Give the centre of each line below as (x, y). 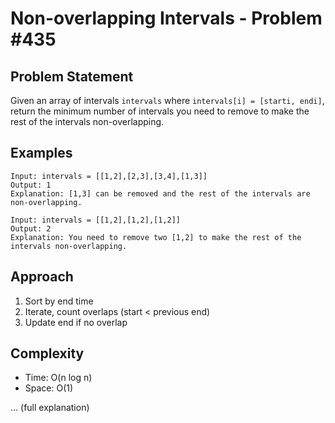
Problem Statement (72, 76)
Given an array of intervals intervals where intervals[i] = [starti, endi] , (167, 100)
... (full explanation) (50, 408)
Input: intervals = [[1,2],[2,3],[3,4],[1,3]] (109, 176)
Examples (41, 153)
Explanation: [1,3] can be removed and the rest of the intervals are (160, 193)
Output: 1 (31, 185)
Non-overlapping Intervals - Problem (166, 18)
